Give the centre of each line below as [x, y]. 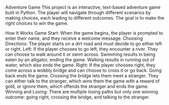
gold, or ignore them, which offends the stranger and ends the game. [77, 86]
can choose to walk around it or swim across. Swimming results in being [80, 54]
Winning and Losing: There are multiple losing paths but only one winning [82, 92]
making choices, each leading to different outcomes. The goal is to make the [85, 18]
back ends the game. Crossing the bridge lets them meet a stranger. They [82, 76]
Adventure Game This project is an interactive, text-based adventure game [83, 7]
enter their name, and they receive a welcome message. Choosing [74, 38]
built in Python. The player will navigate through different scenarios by [78, 13]
